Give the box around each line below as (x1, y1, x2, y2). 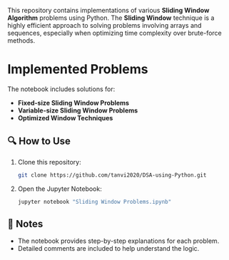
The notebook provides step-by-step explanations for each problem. (17, 236, 220, 245)
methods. (7, 36, 36, 45)
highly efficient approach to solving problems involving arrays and (7, 21, 202, 29)
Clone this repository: (17, 157, 81, 166)
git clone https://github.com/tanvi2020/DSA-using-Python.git (17, 171, 207, 179)
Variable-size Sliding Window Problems (17, 106, 138, 115)
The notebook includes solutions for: (7, 85, 116, 93)
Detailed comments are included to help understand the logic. (17, 244, 200, 253)
